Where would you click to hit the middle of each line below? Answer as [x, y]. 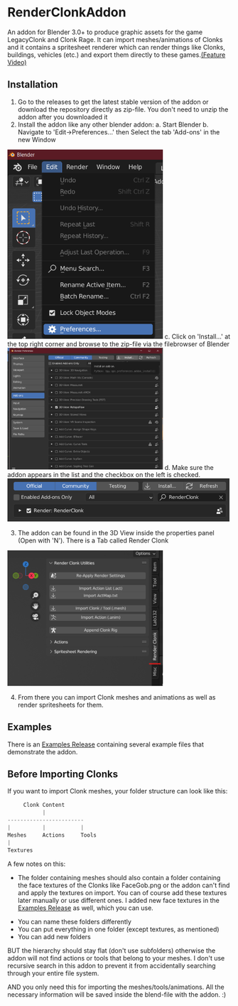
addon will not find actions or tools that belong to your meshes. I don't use [116, 958]
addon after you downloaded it [63, 117]
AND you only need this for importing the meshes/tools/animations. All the [116, 987]
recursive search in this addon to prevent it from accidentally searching [112, 965]
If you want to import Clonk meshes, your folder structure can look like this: [118, 791]
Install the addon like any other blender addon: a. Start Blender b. [113, 124]
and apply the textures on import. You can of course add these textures [122, 892]
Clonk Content [44, 805]
